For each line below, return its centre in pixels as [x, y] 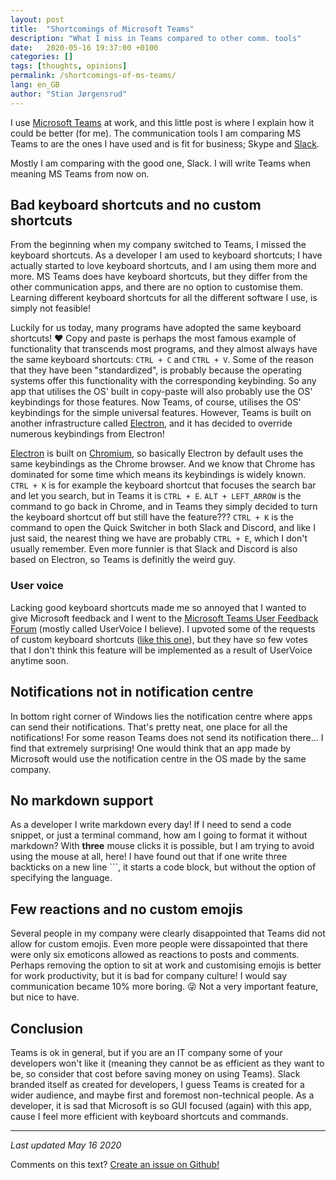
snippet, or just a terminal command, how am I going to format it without [159, 835]
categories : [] [42, 57]
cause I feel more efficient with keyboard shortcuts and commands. [149, 1116]
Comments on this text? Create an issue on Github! [115, 1164]
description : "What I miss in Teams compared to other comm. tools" [156, 38]
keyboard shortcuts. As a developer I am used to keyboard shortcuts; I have [166, 255]
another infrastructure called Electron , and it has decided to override [151, 423]
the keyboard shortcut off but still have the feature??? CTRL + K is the [152, 517]
